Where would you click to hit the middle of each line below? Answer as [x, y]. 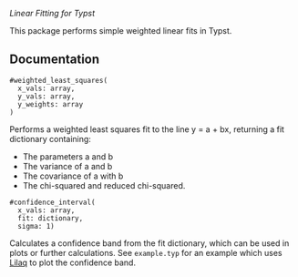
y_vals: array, [46, 96]
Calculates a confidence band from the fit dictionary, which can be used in [149, 243]
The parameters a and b [68, 156]
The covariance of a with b [73, 176]
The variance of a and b [67, 166]
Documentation [55, 60]
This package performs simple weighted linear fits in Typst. [121, 31]
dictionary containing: [50, 138]
